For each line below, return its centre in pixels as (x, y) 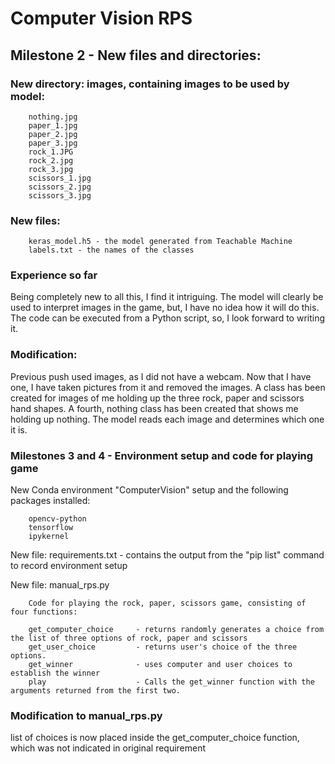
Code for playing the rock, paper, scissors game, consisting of (167, 603)
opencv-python (57, 519)
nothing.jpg (53, 117)
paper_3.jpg (53, 143)
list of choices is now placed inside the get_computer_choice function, (155, 738)
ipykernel (49, 537)
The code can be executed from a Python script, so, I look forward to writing (168, 318)
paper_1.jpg (53, 125)
